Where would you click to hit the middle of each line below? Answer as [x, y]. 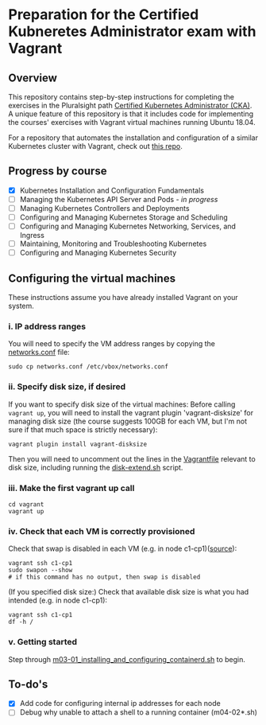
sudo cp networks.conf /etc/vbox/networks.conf [89, 367]
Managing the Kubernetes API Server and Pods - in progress [119, 199]
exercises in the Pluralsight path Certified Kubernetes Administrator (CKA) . [130, 105]
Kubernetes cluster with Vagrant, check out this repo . [95, 146]
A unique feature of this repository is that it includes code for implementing [131, 114]
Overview [33, 78]
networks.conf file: [39, 353]
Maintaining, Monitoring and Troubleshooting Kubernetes [113, 244]
